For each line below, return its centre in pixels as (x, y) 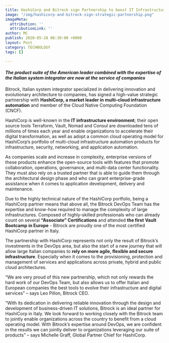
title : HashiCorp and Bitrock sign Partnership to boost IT (70, 10)
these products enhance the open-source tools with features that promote (82, 162)
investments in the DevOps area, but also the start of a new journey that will (84, 246)
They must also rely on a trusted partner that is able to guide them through (82, 173)
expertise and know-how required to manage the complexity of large (76, 209)
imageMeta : (17, 19)
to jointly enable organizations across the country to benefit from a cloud (81, 319)
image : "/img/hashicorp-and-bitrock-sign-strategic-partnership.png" (80, 15)
